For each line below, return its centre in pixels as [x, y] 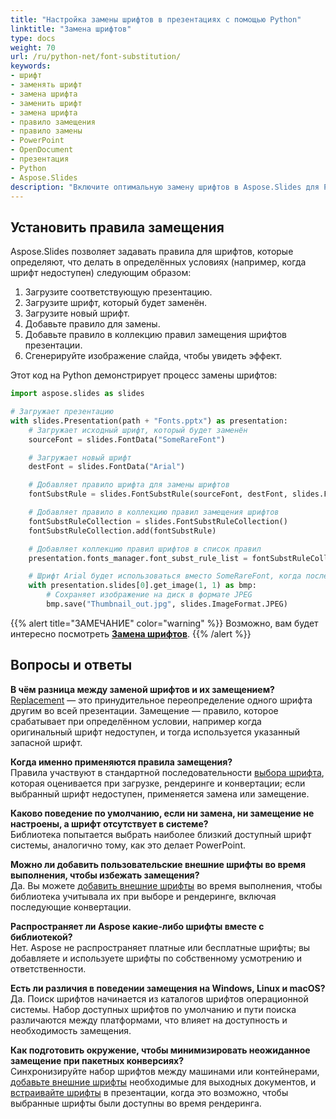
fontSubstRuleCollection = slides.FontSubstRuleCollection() [158, 521]
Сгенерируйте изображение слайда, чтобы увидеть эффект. [153, 356]
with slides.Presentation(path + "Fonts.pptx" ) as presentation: [149, 421]
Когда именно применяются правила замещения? [121, 762]
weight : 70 [33, 47]
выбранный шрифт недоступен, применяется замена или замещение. [160, 793]
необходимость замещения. [71, 1030]
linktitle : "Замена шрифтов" [71, 29]
